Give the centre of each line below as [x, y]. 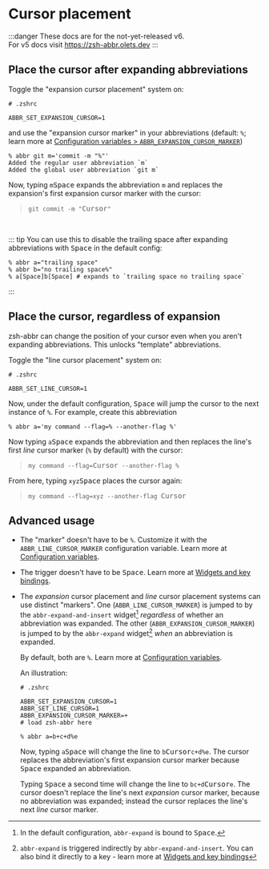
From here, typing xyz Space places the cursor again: [95, 481]
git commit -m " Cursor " [69, 208]
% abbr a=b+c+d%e [49, 736]
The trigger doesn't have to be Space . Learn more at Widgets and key [135, 573]
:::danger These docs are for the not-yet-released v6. [96, 36]
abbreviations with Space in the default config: [85, 247]
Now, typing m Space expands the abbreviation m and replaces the [115, 184]
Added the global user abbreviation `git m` [84, 170]
